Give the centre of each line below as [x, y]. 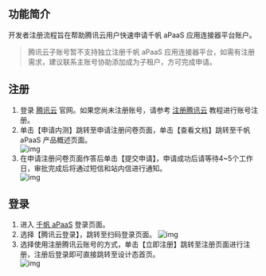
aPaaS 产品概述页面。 [56, 140]
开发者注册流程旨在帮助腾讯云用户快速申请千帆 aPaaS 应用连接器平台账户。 [132, 35]
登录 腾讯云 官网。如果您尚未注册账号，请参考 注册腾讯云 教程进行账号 [135, 110]
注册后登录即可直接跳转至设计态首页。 [97, 255]
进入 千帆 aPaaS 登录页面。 [65, 224]
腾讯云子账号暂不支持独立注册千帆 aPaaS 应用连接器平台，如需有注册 [141, 52]
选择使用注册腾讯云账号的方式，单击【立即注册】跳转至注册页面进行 [131, 244]
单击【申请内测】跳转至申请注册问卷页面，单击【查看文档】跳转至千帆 [135, 130]
